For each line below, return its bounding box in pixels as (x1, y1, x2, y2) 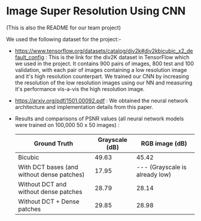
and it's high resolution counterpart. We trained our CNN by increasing (14, 72, 190, 80)
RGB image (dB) (141, 139, 187, 147)
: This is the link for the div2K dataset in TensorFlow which (45, 53, 190, 60)
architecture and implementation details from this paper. (14, 103, 154, 110)
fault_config (14, 53, 45, 60)
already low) (136, 170, 172, 178)
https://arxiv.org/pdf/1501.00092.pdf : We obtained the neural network (14, 97, 188, 104)
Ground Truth (33, 139, 74, 147)
